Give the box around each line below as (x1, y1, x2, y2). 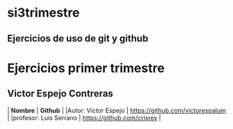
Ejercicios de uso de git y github (7, 33, 149, 44)
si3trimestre (7, 5, 80, 21)
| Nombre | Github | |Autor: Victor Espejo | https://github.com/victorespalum (7, 106, 226, 114)
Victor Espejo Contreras (7, 88, 113, 100)
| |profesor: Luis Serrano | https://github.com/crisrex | (7, 113, 161, 122)
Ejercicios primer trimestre (7, 60, 165, 76)
